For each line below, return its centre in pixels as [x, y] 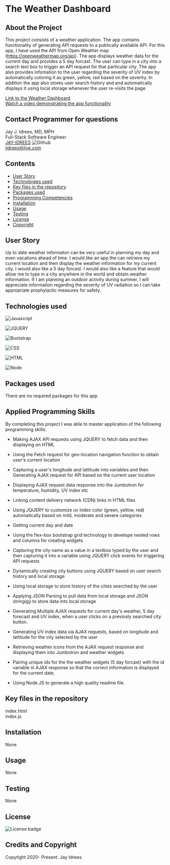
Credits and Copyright [41, 845]
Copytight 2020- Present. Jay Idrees [44, 857]
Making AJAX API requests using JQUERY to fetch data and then [80, 439]
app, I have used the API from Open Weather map [57, 50]
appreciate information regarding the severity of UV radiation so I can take [83, 285]
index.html [16, 711]
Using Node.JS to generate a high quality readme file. [69, 682]
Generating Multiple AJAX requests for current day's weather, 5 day [83, 611]
